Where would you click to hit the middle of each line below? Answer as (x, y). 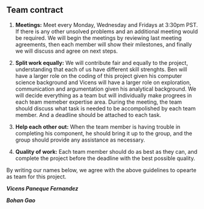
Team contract (35, 10)
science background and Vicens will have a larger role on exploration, (103, 82)
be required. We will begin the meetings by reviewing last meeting (98, 38)
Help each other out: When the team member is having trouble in (98, 127)
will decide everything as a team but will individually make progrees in (103, 95)
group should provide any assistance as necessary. (80, 140)
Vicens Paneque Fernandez (42, 188)
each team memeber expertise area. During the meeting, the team (99, 102)
